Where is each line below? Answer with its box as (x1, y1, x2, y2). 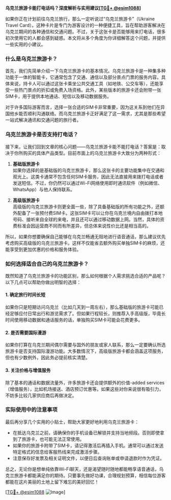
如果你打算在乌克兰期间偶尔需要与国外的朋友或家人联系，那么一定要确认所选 (5, 342, 166, 348)
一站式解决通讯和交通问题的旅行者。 (5, 117, 81, 123)
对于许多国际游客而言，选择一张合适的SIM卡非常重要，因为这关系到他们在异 (5, 104, 165, 110)
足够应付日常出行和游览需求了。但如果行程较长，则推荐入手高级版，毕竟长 (9, 311, 166, 317)
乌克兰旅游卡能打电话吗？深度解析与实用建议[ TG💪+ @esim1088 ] (5, 5, 141, 11)
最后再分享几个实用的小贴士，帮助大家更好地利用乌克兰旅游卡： (5, 418, 139, 425)
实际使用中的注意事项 (5, 406, 58, 413)
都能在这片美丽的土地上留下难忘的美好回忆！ (5, 479, 99, 485)
